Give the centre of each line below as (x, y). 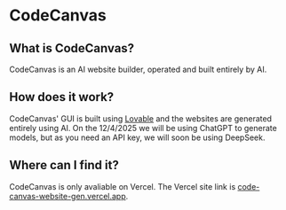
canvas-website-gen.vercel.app (68, 196)
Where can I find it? (64, 165)
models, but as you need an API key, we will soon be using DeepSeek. (137, 137)
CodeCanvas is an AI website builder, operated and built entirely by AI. (138, 69)
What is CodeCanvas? (72, 48)
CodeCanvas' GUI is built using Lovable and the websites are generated (141, 118)
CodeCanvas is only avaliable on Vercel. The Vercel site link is (123, 186)
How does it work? (62, 97)
